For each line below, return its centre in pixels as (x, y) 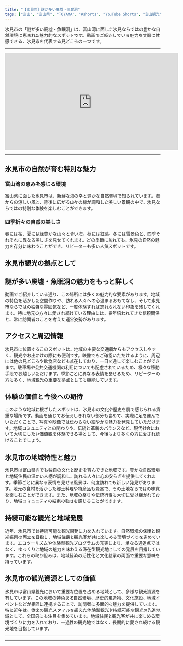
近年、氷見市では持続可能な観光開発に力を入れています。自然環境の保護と (81, 531)
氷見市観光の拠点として (41, 263)
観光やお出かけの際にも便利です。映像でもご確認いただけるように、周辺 (87, 355)
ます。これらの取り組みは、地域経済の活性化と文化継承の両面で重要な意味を (83, 555)
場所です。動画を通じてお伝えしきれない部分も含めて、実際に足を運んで (87, 416)
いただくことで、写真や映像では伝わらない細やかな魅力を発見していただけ (81, 422)
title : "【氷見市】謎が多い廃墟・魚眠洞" (43, 10)
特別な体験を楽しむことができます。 (59, 208)
